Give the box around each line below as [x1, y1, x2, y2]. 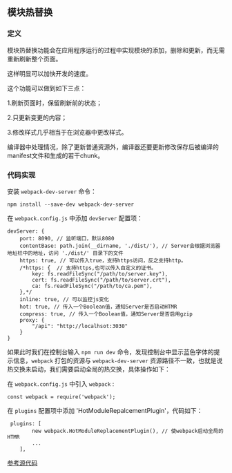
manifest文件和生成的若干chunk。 [7, 151, 104, 160]
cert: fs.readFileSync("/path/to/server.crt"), [32, 276, 171, 283]
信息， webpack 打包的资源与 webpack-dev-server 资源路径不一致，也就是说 [12, 356, 223, 365]
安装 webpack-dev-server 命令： [7, 187, 97, 195]
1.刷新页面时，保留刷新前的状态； [7, 99, 102, 107]
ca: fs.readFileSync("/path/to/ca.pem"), [32, 282, 153, 289]
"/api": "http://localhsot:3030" [32, 322, 128, 329]
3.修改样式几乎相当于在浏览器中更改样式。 [7, 128, 128, 136]
